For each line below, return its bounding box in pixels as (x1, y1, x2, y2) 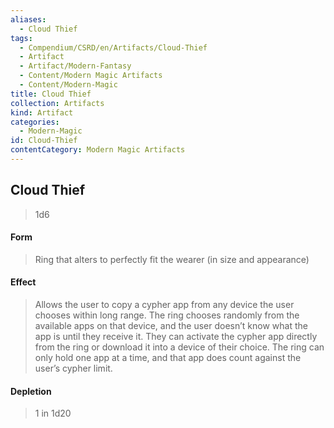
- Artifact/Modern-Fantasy (19, 61, 132, 71)
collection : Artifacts (10, 98, 105, 108)
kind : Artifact (10, 107, 74, 118)
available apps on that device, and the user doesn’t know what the (34, 320, 308, 332)
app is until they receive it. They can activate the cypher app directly (34, 331, 318, 343)
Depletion (10, 385, 52, 397)
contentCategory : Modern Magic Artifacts (10, 145, 186, 155)
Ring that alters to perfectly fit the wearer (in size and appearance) (34, 253, 310, 265)
